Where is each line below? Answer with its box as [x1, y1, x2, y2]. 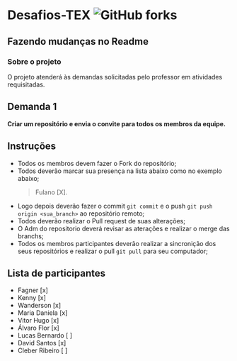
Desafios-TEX [7, 7, 91, 23]
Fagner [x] [17, 286, 48, 294]
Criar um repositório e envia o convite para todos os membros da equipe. [7, 119, 226, 128]
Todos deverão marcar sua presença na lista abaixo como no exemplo [17, 167, 223, 175]
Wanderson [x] [17, 301, 62, 310]
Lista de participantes [7, 267, 106, 279]
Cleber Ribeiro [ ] [17, 346, 68, 355]
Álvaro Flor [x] [17, 323, 60, 333]
